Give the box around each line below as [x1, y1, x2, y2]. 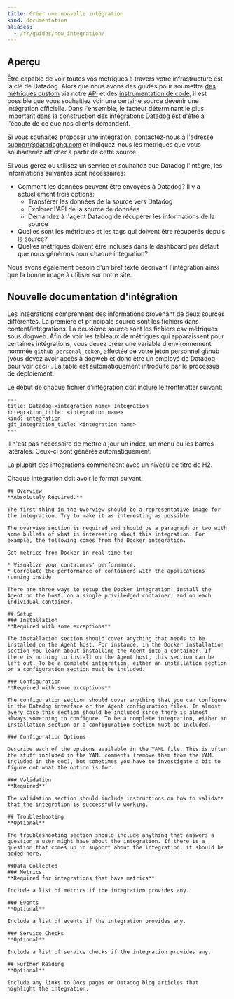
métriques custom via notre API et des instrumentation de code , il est [7, 89, 207, 98]
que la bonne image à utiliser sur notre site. [7, 271, 132, 279]
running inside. [7, 574, 55, 581]
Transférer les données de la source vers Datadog [27, 197, 173, 206]
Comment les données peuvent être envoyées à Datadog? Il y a [17, 183, 201, 191]
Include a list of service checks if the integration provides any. [7, 948, 212, 955]
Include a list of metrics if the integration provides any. [7, 887, 190, 894]
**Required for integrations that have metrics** [7, 875, 156, 882]
